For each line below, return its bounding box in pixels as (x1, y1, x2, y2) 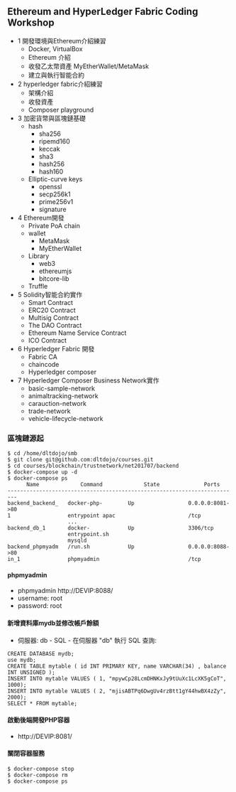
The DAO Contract (28, 321, 82, 329)
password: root (17, 601, 62, 610)
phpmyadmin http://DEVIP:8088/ (17, 587, 113, 595)
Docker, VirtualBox (28, 44, 83, 53)
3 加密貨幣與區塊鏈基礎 (17, 114, 86, 122)
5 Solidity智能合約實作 (17, 290, 83, 299)
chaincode (28, 360, 60, 368)
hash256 (38, 159, 65, 168)
